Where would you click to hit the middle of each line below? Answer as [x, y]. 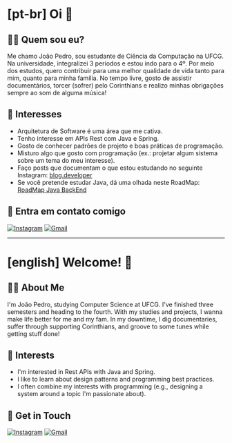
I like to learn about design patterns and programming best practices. [116, 380]
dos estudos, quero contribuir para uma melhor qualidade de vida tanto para [116, 71]
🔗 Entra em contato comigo [67, 211]
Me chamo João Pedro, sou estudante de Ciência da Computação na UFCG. [116, 56]
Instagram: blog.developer [55, 175]
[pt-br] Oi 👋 [40, 14]
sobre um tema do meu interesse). [66, 160]
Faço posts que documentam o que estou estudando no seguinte [110, 168]
